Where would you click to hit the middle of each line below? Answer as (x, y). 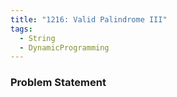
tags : (21, 29)
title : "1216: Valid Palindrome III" (89, 19)
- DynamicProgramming (64, 47)
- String (37, 38)
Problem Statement (58, 83)
